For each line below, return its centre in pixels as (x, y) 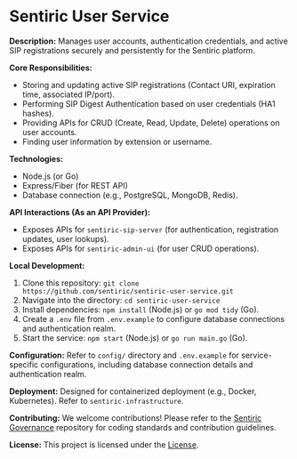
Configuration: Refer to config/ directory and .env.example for (124, 355)
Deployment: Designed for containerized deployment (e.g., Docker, (133, 391)
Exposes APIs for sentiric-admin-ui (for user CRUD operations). (140, 248)
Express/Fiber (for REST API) (75, 185)
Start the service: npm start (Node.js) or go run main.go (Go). (135, 338)
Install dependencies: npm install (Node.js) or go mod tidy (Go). (140, 310)
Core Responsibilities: (51, 68)
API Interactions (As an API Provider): (80, 212)
